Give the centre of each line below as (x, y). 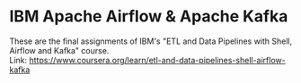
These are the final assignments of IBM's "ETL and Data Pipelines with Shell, (151, 41)
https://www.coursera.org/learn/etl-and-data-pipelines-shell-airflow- (157, 60)
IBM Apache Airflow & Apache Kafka (149, 17)
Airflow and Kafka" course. (59, 50)
